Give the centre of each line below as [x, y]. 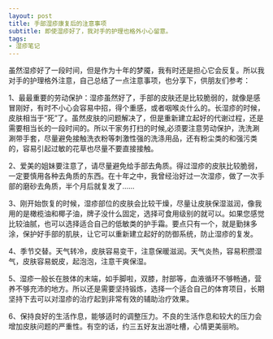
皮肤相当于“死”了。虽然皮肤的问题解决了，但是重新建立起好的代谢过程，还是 [136, 118]
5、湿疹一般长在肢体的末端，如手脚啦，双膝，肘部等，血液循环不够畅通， [132, 279]
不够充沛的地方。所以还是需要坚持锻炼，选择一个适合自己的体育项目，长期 [140, 289]
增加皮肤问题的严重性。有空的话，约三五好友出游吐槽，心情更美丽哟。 [126, 327]
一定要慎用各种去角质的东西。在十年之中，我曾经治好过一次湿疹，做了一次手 [136, 176]
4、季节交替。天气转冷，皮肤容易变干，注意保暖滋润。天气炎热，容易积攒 [132, 251]
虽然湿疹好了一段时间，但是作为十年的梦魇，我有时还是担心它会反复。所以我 [136, 71]
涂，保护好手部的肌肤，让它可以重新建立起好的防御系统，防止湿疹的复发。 [133, 234]
